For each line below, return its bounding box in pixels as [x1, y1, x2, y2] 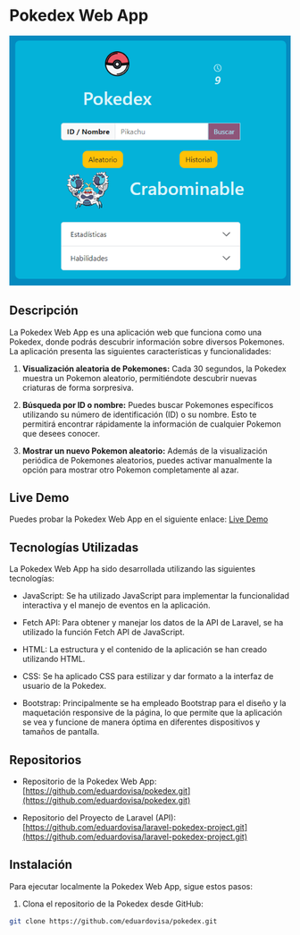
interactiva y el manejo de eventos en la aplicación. [21, 600, 211, 611]
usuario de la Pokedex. [21, 681, 107, 692]
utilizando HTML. [21, 654, 86, 665]
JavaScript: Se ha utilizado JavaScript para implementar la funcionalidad [21, 591, 290, 601]
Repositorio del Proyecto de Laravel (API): [21, 812, 177, 823]
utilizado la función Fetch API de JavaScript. [21, 627, 186, 638]
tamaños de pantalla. [21, 727, 100, 737]
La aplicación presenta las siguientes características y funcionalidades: [9, 345, 271, 356]
